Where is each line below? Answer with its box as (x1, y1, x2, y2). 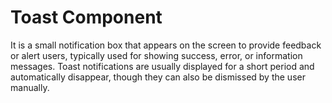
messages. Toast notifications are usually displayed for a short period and (10, 60, 315, 72)
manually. (10, 81, 50, 93)
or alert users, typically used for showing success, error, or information (10, 49, 303, 61)
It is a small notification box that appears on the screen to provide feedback (10, 39, 322, 51)
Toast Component (10, 6, 163, 29)
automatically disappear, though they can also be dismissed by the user (10, 71, 306, 83)
